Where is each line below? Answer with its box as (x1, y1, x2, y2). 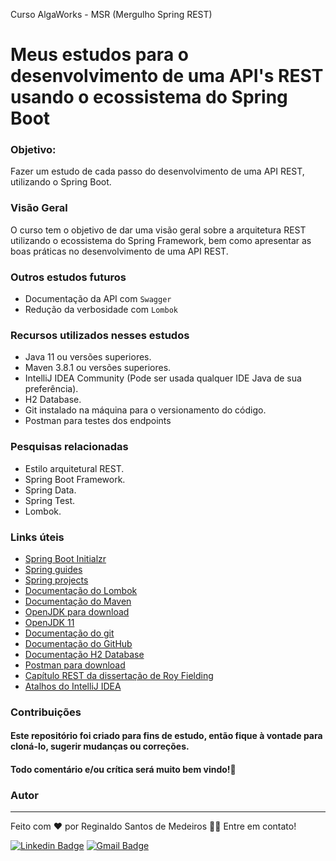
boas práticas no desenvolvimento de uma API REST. (10, 245, 229, 257)
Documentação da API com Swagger (24, 293, 172, 305)
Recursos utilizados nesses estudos (10, 329, 190, 342)
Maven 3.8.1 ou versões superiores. (24, 362, 172, 374)
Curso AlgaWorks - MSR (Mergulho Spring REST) (10, 9, 213, 20)
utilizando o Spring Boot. (10, 176, 112, 188)
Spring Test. (24, 494, 76, 506)
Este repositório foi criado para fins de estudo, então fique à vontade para (10, 730, 323, 742)
